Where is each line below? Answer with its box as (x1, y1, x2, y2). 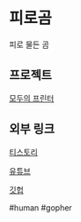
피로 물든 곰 (9, 39, 50, 50)
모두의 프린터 (9, 92, 55, 103)
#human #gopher (9, 202, 72, 213)
